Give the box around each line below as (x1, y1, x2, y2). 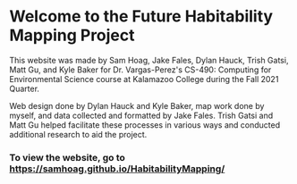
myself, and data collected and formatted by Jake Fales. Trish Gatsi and (9, 110, 274, 121)
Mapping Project (9, 25, 136, 46)
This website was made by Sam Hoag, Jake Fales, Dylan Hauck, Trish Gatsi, (9, 54, 289, 65)
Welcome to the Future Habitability (9, 6, 274, 27)
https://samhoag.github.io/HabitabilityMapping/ (9, 163, 225, 175)
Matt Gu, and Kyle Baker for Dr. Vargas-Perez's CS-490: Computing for (9, 64, 272, 75)
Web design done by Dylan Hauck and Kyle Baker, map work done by (9, 100, 265, 111)
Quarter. (9, 83, 40, 94)
